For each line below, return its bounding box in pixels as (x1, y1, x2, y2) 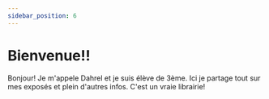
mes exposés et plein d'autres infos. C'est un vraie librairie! (7, 81, 206, 91)
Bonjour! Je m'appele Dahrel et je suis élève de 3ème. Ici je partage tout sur (7, 73, 261, 83)
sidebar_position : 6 (7, 11, 78, 20)
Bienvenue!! (7, 46, 91, 64)
